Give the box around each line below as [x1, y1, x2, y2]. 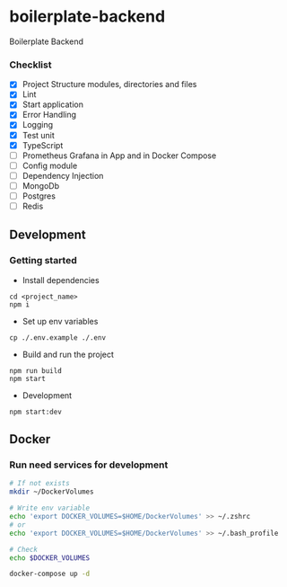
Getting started [9, 254, 78, 267]
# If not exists [9, 479, 70, 488]
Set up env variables [22, 316, 99, 326]
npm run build [9, 366, 63, 375]
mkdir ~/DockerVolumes [9, 487, 94, 496]
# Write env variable [9, 503, 91, 513]
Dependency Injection [22, 170, 104, 181]
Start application [22, 99, 83, 110]
